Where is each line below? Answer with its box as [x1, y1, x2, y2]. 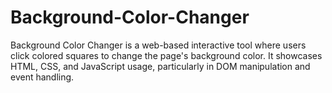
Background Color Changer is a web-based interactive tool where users [10, 39, 307, 51]
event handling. [10, 71, 75, 83]
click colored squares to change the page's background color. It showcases [10, 49, 323, 61]
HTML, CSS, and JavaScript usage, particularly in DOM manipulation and [10, 60, 311, 72]
